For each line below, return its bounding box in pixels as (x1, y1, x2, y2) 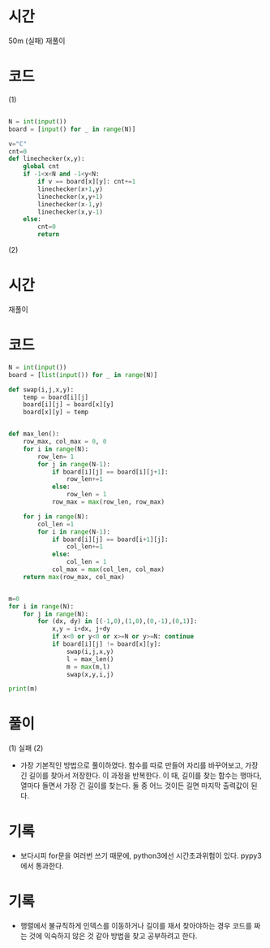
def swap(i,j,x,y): (8, 385, 75, 394)
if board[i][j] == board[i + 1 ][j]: (51, 535, 169, 543)
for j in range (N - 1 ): (37, 460, 111, 468)
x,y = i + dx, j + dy (51, 625, 111, 634)
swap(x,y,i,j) (66, 670, 114, 678)
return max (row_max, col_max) (23, 573, 126, 581)
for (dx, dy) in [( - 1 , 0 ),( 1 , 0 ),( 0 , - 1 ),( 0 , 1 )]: (37, 617, 198, 626)
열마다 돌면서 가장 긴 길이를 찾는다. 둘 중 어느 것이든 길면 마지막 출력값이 (19, 781, 250, 790)
